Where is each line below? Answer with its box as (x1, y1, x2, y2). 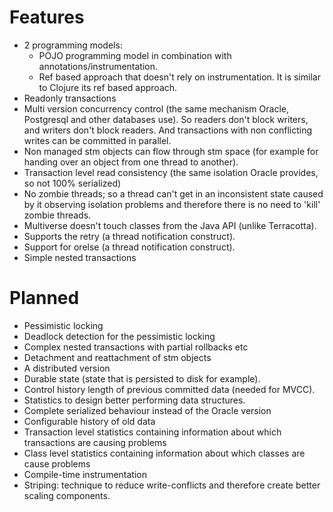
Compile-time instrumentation (23, 468, 147, 480)
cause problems (23, 457, 91, 470)
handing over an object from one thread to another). (23, 156, 239, 168)
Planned (9, 287, 80, 310)
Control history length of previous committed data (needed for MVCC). (23, 383, 316, 395)
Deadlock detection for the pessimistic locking (23, 330, 216, 342)
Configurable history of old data (23, 415, 156, 427)
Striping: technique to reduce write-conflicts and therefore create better (23, 479, 321, 491)
